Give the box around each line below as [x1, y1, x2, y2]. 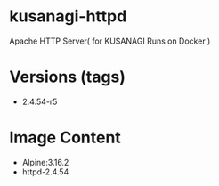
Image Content [9, 127, 122, 148]
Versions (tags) [9, 67, 126, 87]
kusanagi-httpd [9, 6, 127, 27]
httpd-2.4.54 [21, 166, 69, 177]
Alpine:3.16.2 [21, 157, 69, 167]
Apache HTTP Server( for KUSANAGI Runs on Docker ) [9, 36, 211, 46]
